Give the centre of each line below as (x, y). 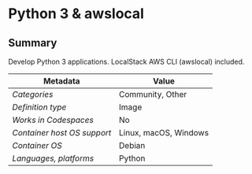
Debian (132, 145)
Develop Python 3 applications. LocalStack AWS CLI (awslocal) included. (126, 61)
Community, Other (153, 94)
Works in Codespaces (53, 120)
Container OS (37, 145)
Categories (33, 94)
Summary (33, 43)
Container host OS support (62, 133)
